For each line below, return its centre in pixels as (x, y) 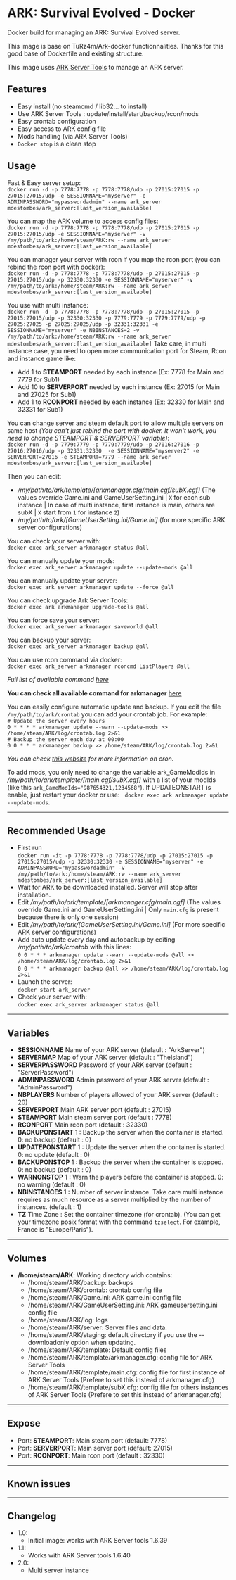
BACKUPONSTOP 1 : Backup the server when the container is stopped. (120, 1162)
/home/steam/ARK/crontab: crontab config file (95, 1290)
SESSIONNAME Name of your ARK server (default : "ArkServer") (111, 1050)
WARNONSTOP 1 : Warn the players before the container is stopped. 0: (120, 1177)
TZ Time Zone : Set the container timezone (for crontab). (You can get (119, 1215)
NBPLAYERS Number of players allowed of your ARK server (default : (118, 1095)
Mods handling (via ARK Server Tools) (72, 136)
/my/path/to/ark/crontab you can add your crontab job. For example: (107, 714)
